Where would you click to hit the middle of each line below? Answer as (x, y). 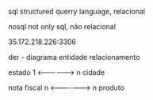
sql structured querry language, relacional (76, 11)
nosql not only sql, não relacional (62, 26)
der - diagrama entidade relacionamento (74, 57)
